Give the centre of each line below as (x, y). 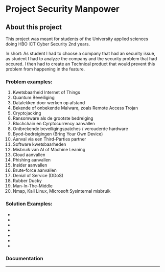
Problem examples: (29, 82)
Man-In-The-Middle (33, 186)
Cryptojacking (27, 113)
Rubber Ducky (27, 181)
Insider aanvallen (30, 165)
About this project (34, 27)
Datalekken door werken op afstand (49, 103)
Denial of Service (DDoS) (38, 176)
